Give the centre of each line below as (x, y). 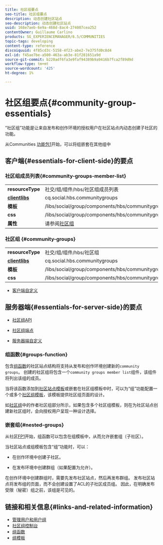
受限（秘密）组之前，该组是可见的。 (41, 490)
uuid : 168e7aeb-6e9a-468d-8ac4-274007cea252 (51, 28)
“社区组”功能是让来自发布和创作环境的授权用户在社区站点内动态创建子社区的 (81, 128)
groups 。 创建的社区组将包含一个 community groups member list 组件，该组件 (81, 372)
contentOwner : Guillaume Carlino (39, 32)
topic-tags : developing (29, 41)
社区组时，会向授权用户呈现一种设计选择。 (56, 411)
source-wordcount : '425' (30, 69)
